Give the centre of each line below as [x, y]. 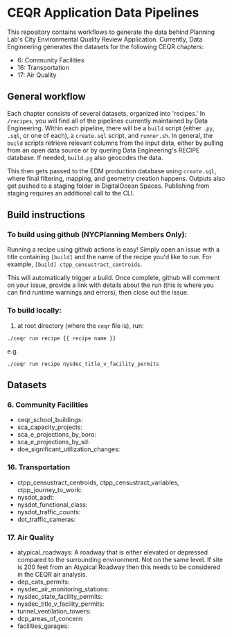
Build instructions [46, 215]
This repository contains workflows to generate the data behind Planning [111, 32]
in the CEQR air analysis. [52, 575]
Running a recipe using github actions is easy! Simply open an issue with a [114, 250]
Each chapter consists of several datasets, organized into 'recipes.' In [106, 113]
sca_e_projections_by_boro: [57, 435]
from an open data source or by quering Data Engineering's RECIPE [104, 150]
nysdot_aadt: [36, 497]
